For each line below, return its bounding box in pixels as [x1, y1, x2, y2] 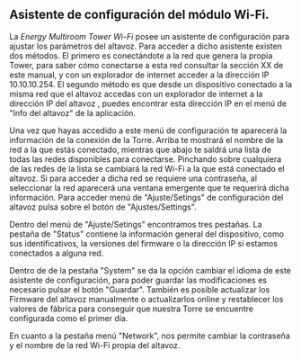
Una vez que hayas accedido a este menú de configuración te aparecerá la [9, 125, 288, 136]
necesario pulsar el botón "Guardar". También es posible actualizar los [9, 283, 270, 295]
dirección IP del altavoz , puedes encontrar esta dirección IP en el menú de [9, 98, 288, 109]
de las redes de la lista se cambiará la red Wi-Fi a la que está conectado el [9, 163, 285, 174]
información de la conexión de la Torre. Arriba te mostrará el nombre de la [9, 134, 284, 145]
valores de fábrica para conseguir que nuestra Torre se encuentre [9, 303, 254, 314]
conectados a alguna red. [9, 247, 104, 258]
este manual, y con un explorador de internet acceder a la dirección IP [9, 69, 270, 80]
